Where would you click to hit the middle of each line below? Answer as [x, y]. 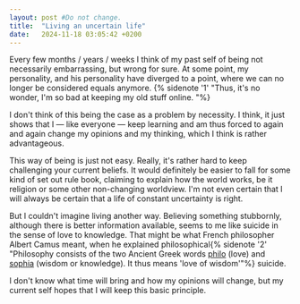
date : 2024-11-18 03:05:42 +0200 [76, 34]
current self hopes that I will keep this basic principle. [108, 291]
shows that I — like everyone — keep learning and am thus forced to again [146, 124]
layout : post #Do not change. [66, 17]
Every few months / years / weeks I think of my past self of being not [136, 60]
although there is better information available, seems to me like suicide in [144, 225]
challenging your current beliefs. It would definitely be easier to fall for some [150, 170]
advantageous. [37, 143]
